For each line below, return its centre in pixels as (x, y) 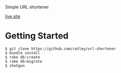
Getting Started (37, 36)
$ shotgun (15, 66)
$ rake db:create (23, 57)
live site (13, 16)
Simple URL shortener (27, 7)
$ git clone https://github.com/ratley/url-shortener (61, 49)
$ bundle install (23, 53)
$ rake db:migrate (24, 61)
